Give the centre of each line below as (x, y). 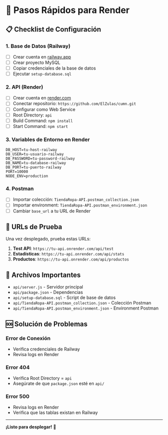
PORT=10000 (17, 172)
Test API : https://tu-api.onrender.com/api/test (63, 248)
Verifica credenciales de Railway (46, 349)
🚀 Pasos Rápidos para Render (68, 10)
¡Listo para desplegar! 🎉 (31, 427)
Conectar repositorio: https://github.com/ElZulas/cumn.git (75, 103)
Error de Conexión (28, 338)
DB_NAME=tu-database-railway (36, 163)
